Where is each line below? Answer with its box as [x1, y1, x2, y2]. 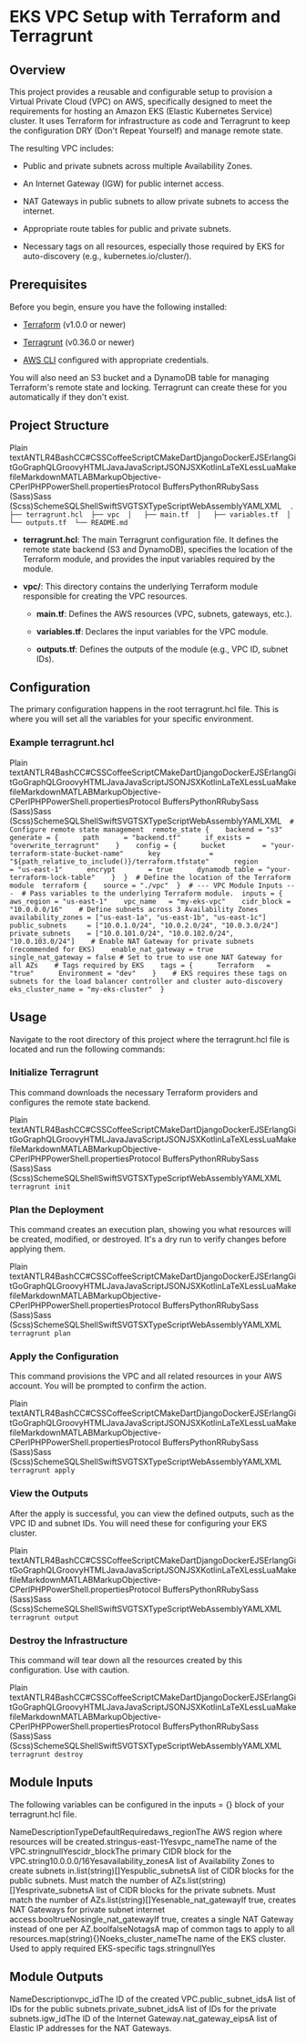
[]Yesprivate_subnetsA [9, 1884, 95, 1895]
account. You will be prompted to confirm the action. [9, 1380, 207, 1391]
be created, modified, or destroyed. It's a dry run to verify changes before [9, 1234, 287, 1245]
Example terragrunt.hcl [9, 737, 115, 749]
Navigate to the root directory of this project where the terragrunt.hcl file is [9, 1033, 290, 1044]
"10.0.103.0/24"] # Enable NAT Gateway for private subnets [9, 937, 255, 946]
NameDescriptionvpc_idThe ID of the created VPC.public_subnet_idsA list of [9, 1993, 296, 2005]
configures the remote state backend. [9, 1096, 151, 1107]
